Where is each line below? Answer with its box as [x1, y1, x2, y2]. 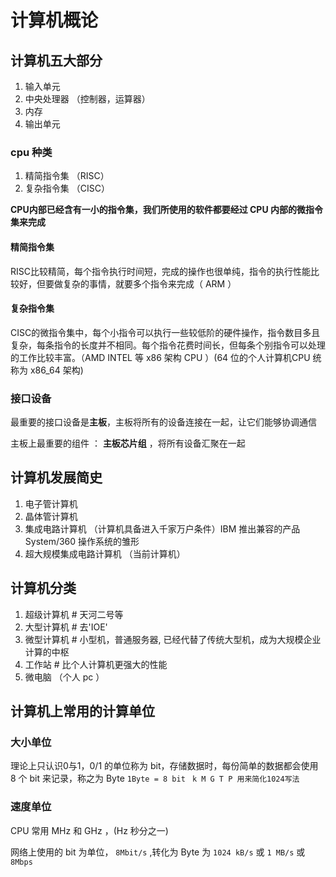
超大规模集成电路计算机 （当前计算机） [24, 547, 186, 560]
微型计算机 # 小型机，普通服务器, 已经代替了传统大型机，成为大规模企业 [24, 633, 322, 645]
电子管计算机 [24, 497, 78, 510]
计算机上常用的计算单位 [10, 703, 155, 720]
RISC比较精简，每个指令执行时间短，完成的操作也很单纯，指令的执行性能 [10, 265, 311, 277]
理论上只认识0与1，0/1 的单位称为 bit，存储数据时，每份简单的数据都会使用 [10, 760, 319, 772]
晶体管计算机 [24, 510, 78, 522]
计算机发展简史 [10, 469, 103, 486]
